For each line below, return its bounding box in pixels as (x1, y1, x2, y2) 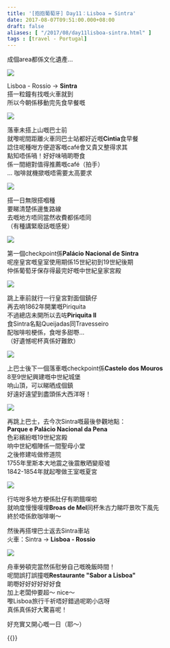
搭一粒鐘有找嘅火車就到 (7, 90, 73, 98)
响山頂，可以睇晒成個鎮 (7, 381, 73, 389)
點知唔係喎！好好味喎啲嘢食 (7, 152, 86, 160)
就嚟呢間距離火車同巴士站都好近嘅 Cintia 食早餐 (7, 134, 138, 143)
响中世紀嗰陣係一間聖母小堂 (7, 442, 86, 450)
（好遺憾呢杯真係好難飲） (7, 337, 80, 345)
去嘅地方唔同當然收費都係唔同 (7, 213, 91, 221)
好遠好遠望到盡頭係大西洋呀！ (7, 390, 91, 398)
